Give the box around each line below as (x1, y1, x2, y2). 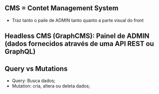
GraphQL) (4, 47, 36, 56)
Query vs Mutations (4, 64, 68, 73)
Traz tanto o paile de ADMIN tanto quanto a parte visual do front (11, 17, 144, 23)
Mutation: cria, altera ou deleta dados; (11, 83, 90, 89)
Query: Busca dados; (11, 77, 56, 84)
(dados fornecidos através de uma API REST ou (4, 39, 154, 48)
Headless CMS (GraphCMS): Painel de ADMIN (4, 32, 150, 40)
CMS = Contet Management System (4, 4, 119, 12)
